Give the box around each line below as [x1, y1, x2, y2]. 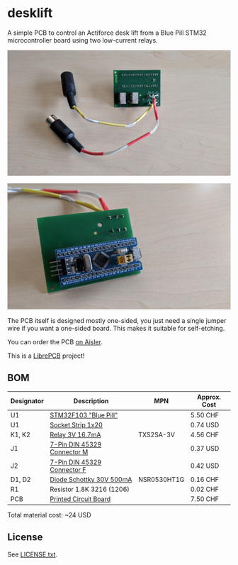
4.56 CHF [190, 431, 220, 439]
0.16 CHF [190, 475, 220, 483]
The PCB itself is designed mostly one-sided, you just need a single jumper [7, 316, 227, 324]
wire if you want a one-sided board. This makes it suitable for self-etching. [7, 324, 225, 332]
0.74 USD [190, 420, 220, 429]
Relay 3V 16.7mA [50, 431, 101, 439]
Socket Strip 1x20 [50, 420, 103, 429]
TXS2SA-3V [137, 431, 176, 439]
